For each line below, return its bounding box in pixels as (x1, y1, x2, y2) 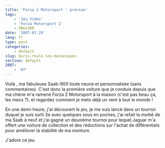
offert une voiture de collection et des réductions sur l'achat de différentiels (5, 122, 160, 128)
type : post (5, 40, 28, 45)
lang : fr (5, 35, 23, 40)
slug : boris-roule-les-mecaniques (5, 53, 77, 59)
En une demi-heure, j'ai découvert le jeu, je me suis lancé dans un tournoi (5, 106, 156, 112)
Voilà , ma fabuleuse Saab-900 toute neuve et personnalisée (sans (5, 81, 142, 87)
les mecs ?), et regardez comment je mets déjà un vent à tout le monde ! (5, 97, 153, 102)
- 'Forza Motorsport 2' (14, 21, 64, 26)
